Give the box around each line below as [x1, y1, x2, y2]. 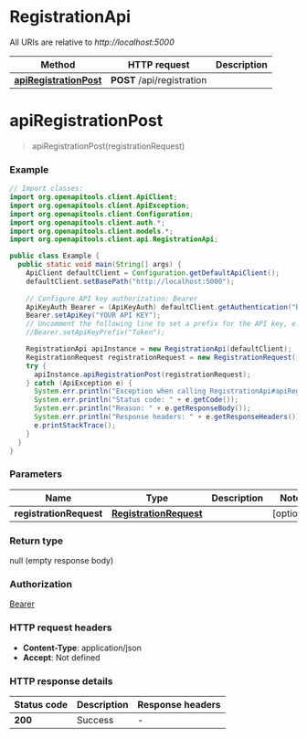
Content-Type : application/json [22, 642, 142, 653]
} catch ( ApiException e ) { [26, 378, 132, 387]
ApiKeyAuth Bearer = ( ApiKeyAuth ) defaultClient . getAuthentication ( [26, 302, 292, 311]
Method [40, 58, 76, 70]
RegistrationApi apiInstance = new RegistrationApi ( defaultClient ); [26, 344, 292, 353]
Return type [9, 534, 64, 547]
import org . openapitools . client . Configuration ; [9, 209, 195, 218]
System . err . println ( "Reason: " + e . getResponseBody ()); [33, 404, 251, 413]
